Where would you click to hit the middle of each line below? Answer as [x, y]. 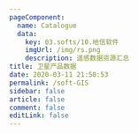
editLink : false [39, 115]
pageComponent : [37, 17]
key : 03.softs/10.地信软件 [72, 42]
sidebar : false [37, 91]
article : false [37, 99]
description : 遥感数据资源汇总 [77, 58]
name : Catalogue [47, 26]
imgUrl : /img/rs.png [63, 50]
